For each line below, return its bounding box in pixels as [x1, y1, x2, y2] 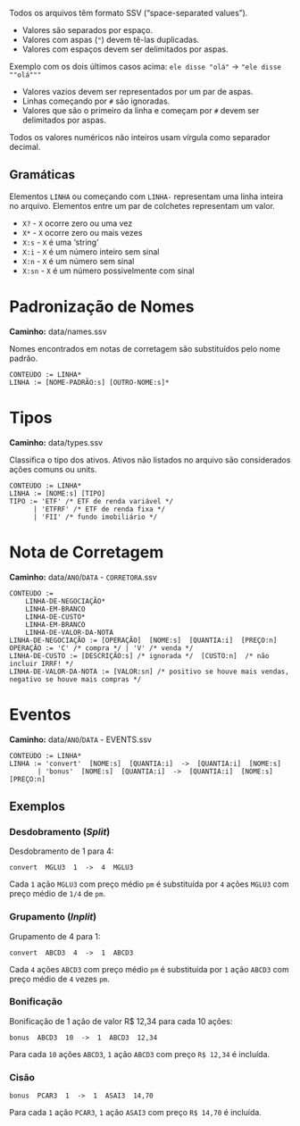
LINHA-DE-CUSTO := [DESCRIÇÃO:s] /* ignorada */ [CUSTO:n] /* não [9, 651, 270, 660]
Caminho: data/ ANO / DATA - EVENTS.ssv [9, 734, 152, 745]
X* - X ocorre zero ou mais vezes [21, 227, 143, 238]
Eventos [9, 705, 71, 724]
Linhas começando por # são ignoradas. [21, 96, 171, 106]
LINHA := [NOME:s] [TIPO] [9, 488, 105, 498]
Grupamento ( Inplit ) [9, 911, 97, 923]
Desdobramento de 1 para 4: [9, 846, 114, 856]
